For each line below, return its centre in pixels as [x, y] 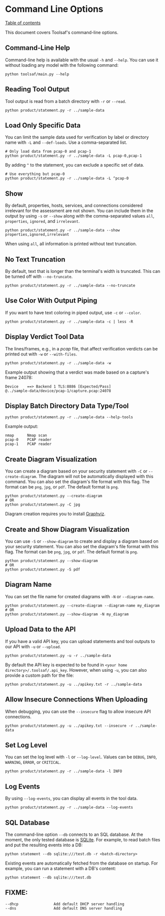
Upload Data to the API [40, 630]
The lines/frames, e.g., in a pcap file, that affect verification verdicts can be [82, 349]
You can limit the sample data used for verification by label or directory [77, 137]
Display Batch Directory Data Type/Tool [67, 406]
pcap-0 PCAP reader [28, 440]
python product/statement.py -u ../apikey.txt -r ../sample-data [73, 684]
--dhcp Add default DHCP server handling [65, 904]
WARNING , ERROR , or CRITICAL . [33, 762]
